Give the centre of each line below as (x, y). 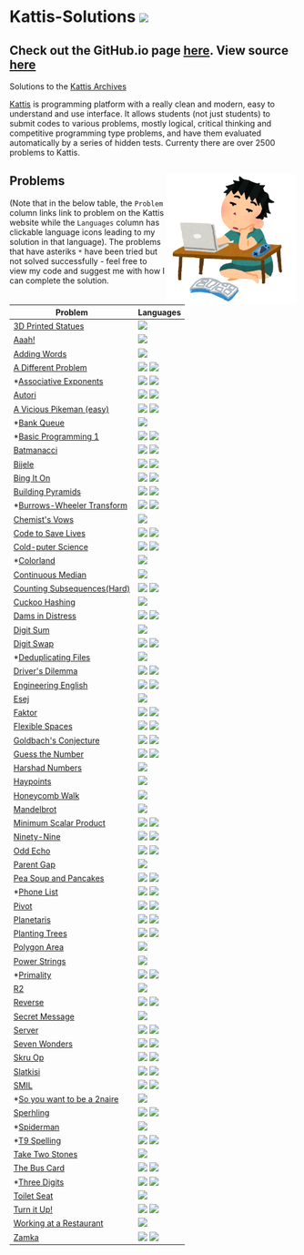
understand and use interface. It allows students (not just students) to (140, 114)
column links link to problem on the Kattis (87, 212)
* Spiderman (36, 1127)
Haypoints (32, 781)
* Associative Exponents (58, 382)
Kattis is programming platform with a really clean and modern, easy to (142, 104)
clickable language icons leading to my (82, 232)
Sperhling (31, 1113)
